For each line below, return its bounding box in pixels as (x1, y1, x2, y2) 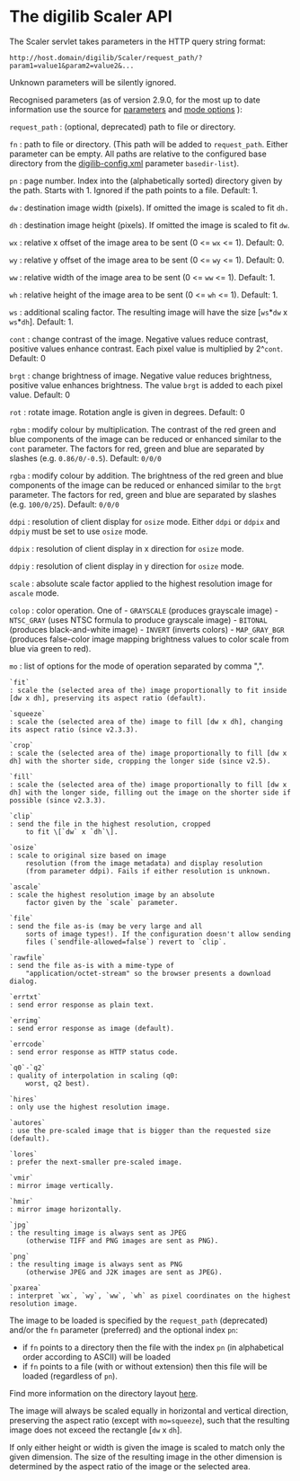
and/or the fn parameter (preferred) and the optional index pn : (9, 1324, 239, 1335)
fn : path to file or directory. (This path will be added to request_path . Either (9, 138, 288, 149)
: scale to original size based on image (9, 851, 167, 860)
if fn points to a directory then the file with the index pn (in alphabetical (22, 1342, 285, 1352)
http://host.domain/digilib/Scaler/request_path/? (9, 53, 203, 62)
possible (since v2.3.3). (9, 795, 106, 805)
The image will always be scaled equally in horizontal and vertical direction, (9, 1405, 289, 1416)
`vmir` (9, 1173, 34, 1183)
